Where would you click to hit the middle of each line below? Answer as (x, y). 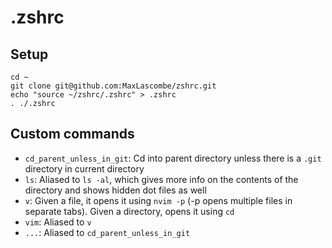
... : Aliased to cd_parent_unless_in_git (107, 232)
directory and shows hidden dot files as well (115, 190)
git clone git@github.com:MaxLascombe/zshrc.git (113, 86)
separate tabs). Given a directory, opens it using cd (129, 211)
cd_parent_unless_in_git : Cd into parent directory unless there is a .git (173, 158)
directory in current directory (84, 168)
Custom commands (72, 134)
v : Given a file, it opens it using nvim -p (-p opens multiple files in (158, 200)
